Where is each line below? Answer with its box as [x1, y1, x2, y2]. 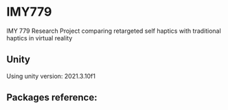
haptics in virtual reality [6, 33, 73, 42]
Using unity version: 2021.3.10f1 [6, 72, 95, 80]
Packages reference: [6, 92, 98, 103]
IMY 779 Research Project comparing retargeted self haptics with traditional [6, 27, 221, 35]
